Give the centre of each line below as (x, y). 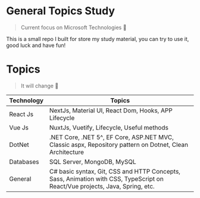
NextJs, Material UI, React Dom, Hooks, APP (111, 110)
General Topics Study (60, 11)
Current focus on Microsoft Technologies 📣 (74, 27)
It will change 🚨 (40, 86)
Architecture (67, 152)
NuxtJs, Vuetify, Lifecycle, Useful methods (109, 127)
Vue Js (19, 127)
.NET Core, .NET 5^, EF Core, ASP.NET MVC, (112, 137)
